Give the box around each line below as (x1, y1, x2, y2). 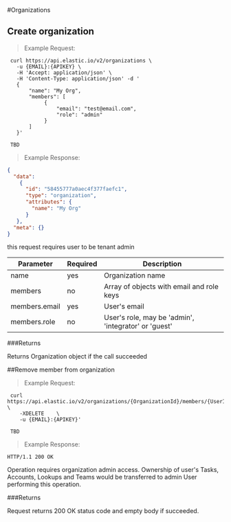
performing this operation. (7, 480, 81, 488)
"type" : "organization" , (25, 192, 97, 199)
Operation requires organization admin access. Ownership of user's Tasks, (7, 466, 219, 474)
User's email (104, 302, 144, 311)
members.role (10, 317, 56, 327)
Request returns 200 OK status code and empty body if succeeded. (7, 507, 199, 515)
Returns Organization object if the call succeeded (7, 352, 148, 361)
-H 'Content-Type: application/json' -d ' (16, 75, 140, 82)
